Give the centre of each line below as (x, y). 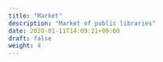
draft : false (30, 38)
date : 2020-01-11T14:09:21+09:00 (64, 31)
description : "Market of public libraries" (82, 23)
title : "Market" (35, 16)
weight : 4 (25, 46)
